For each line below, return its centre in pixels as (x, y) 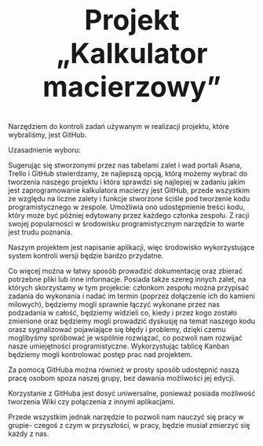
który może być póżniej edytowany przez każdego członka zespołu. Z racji (129, 215)
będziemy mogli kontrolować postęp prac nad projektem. (100, 354)
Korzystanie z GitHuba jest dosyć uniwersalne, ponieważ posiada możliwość (132, 393)
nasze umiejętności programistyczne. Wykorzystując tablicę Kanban (119, 346)
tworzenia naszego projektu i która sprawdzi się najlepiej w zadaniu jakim (127, 182)
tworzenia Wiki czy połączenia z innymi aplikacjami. (92, 401)
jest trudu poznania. (40, 232)
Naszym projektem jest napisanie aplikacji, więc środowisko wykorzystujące (131, 247)
